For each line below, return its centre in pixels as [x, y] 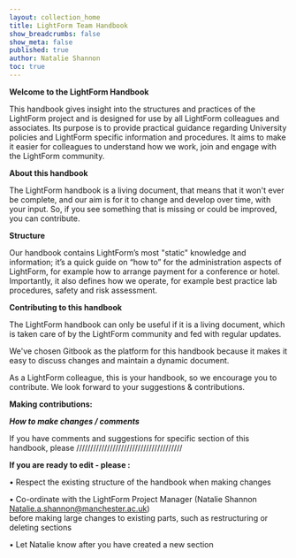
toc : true [27, 67]
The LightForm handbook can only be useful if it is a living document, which [147, 325]
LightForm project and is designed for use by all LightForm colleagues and [144, 118]
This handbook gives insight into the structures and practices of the [133, 109]
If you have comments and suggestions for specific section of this [129, 438]
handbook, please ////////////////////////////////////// [96, 447]
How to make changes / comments [74, 421]
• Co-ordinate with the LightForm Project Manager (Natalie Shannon [133, 499]
